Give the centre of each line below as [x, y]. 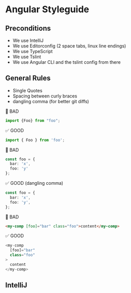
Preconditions [28, 28]
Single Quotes [27, 90]
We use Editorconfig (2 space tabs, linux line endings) [69, 46]
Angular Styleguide [47, 9]
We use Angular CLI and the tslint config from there [67, 62]
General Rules [28, 78]
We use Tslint [27, 57]
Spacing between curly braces [45, 96]
